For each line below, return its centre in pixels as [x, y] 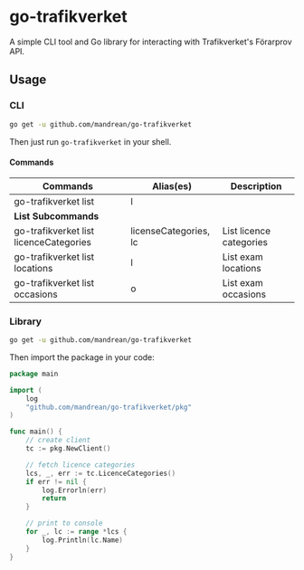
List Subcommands [57, 216]
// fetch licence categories [81, 465]
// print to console [64, 523]
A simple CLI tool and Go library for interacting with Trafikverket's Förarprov [151, 42]
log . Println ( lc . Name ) [83, 540]
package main [34, 374]
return [54, 499]
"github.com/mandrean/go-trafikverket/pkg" [109, 407]
